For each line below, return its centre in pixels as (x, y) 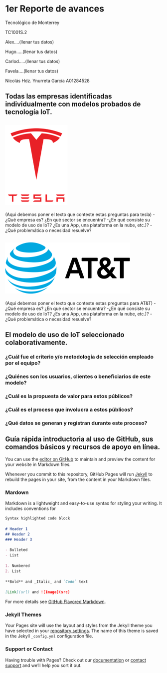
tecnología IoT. (29, 112)
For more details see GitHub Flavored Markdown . (56, 602)
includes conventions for (31, 508)
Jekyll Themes (23, 614)
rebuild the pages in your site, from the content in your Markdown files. (78, 479)
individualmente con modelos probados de (73, 104)
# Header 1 (16, 529)
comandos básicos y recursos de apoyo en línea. (83, 447)
